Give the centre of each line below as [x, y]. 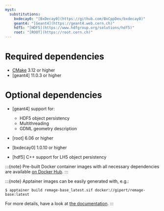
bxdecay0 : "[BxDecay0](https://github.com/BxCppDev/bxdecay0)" [80, 19]
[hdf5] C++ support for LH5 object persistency [59, 157]
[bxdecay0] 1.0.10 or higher [39, 147]
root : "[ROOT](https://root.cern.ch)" [53, 32]
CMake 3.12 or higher [34, 70]
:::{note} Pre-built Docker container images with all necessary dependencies [82, 166]
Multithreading [34, 123]
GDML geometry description [48, 128]
